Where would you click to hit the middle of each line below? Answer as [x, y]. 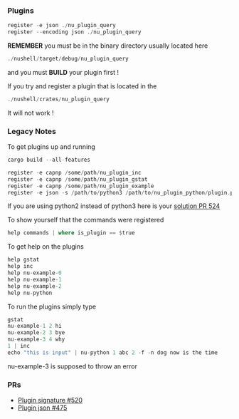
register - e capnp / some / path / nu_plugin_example [81, 186]
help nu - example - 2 [34, 286]
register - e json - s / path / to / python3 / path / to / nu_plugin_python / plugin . [119, 192]
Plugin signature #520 [50, 400]
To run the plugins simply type [52, 306]
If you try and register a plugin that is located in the [82, 86]
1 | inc [19, 346]
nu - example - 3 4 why [36, 340]
